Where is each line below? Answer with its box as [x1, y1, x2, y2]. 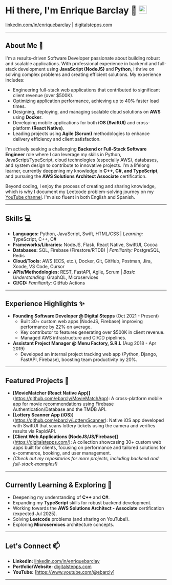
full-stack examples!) [12, 461, 58, 467]
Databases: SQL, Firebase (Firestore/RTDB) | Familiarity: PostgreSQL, [12, 247, 161, 253]
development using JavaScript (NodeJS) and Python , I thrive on [17, 66, 155, 72]
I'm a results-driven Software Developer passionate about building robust [5, 55, 160, 61]
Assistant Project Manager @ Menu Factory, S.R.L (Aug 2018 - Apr [12, 340, 157, 346]
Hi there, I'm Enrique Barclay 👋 [5, 5, 137, 16]
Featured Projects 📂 [5, 376, 70, 385]
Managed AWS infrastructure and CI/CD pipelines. [20, 335, 126, 341]
